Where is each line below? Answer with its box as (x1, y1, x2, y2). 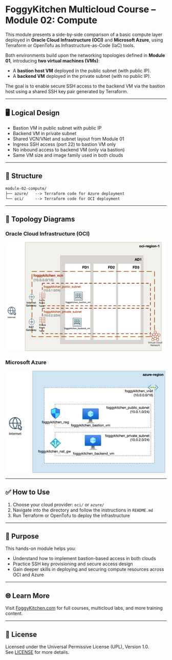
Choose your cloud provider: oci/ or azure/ (12, 501, 104, 507)
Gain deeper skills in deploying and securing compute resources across (12, 566, 164, 572)
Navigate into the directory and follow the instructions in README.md (12, 507, 154, 513)
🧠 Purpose (5, 531, 39, 541)
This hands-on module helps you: (5, 545, 76, 551)
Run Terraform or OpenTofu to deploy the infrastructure (12, 512, 130, 518)
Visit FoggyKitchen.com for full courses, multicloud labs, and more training (5, 605, 163, 611)
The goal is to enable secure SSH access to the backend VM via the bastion (5, 83, 165, 89)
